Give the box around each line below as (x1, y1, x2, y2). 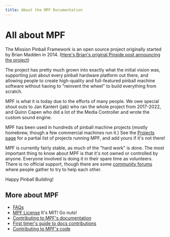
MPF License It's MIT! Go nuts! (12, 210, 77, 216)
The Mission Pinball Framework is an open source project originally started (5, 46, 161, 52)
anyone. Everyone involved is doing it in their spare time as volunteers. (5, 155, 153, 161)
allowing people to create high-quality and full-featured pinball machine (5, 77, 155, 84)
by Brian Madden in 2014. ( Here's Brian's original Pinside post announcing (5, 51, 161, 57)
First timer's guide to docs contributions (12, 220, 96, 226)
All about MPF (5, 29, 65, 41)
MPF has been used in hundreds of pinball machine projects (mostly (5, 124, 148, 130)
